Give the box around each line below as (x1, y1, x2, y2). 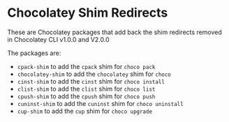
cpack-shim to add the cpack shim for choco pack (17, 62, 156, 70)
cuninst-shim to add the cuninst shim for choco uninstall (17, 99, 184, 107)
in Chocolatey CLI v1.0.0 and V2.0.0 (7, 35, 110, 43)
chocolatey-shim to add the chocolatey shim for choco (17, 70, 171, 78)
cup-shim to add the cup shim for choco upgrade (17, 107, 152, 115)
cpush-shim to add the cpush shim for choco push (17, 92, 156, 100)
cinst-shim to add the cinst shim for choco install (17, 77, 165, 85)
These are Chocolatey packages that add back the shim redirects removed (7, 28, 222, 36)
